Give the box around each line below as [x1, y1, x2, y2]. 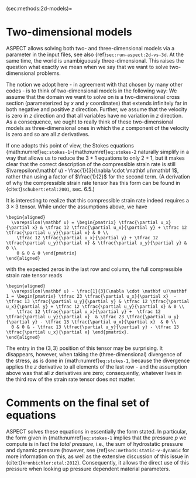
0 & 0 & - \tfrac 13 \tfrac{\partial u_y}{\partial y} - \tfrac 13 [11, 324, 180, 330]
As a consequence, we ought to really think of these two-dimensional [6, 118, 174, 125]
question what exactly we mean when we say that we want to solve [6, 63, 169, 70]
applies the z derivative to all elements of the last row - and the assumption [6, 363, 187, 370]
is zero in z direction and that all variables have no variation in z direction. [6, 112, 183, 119]
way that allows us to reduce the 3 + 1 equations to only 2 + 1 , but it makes [6, 154, 185, 161]
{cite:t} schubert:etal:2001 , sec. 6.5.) [6, 185, 95, 192]
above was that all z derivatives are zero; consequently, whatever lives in [6, 369, 183, 376]
